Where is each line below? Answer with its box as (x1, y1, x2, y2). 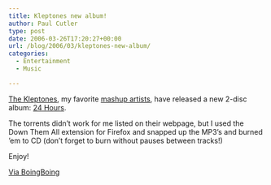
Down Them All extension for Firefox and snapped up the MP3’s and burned (8, 127, 263, 136)
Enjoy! (8, 151, 30, 161)
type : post (8, 27, 46, 35)
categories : (8, 49, 49, 58)
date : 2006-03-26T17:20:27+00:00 (8, 34, 122, 43)
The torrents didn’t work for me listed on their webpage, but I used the (8, 118, 244, 128)
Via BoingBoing (8, 167, 60, 177)
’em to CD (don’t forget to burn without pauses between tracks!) (8, 136, 224, 145)
